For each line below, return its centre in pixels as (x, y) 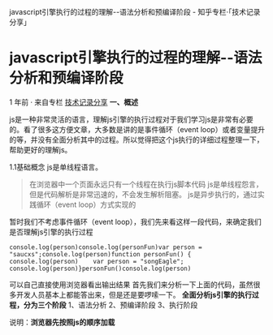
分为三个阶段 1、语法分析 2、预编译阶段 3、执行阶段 (110, 305)
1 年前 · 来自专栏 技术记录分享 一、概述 (74, 102)
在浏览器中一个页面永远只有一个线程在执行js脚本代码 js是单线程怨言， (146, 184)
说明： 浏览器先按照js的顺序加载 (62, 322)
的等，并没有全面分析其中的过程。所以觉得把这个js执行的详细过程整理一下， (136, 140)
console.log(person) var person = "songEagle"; (97, 261)
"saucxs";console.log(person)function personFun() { (100, 254)
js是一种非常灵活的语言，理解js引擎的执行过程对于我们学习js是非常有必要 (132, 119)
